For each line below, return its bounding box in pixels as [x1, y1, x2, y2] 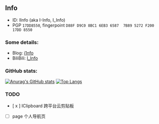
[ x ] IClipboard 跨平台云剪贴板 [12, 103, 74, 109]
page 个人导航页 [12, 113, 46, 119]
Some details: [5, 39, 39, 46]
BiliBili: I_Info [12, 55, 38, 61]
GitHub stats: [5, 67, 38, 74]
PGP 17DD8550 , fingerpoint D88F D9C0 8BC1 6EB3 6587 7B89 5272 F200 [12, 22, 154, 28]
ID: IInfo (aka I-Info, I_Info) [12, 17, 65, 23]
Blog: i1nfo [12, 50, 33, 56]
